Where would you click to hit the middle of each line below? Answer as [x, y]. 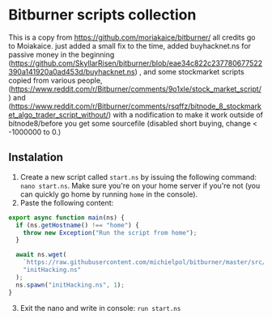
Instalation [36, 157]
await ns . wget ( [41, 255]
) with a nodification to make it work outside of [185, 114]
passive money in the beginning [62, 54]
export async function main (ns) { [67, 217]
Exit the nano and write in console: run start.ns [100, 308]
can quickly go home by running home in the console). [109, 194]
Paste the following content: [67, 202]
